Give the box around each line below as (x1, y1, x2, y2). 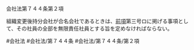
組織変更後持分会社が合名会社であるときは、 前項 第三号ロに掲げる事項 (6, 18, 179, 25)
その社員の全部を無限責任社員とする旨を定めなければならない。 (16, 25, 173, 32)
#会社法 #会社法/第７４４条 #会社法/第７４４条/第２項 (6, 38, 140, 44)
